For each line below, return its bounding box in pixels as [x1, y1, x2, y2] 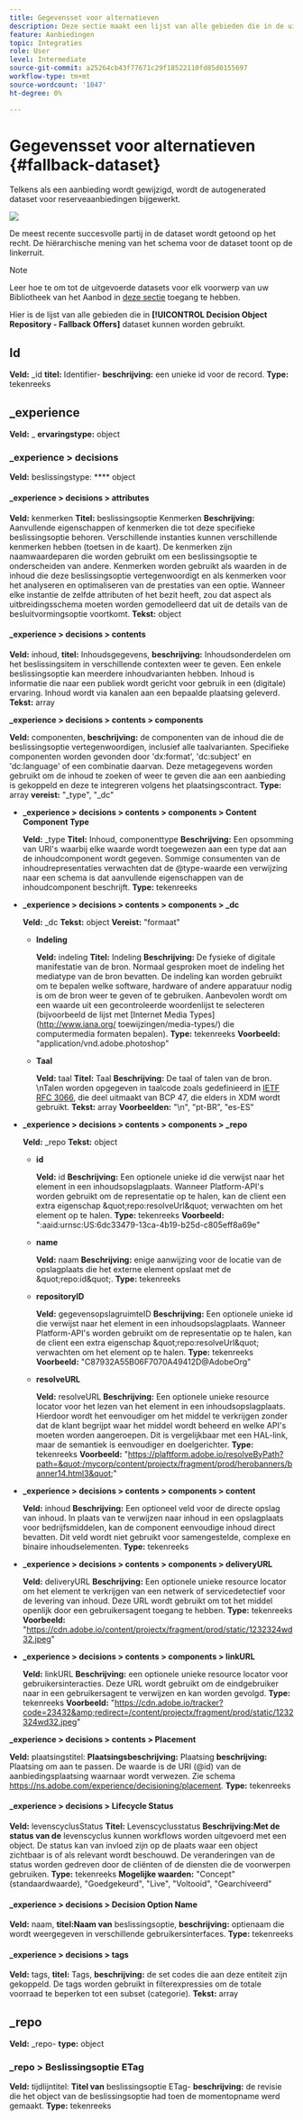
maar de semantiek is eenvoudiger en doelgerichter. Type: [35, 1439, 254, 1450]
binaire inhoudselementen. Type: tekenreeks [22, 1541, 189, 1552]
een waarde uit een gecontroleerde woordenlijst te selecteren [35, 999, 265, 1010]
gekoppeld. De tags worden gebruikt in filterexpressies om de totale [9, 1978, 262, 1989]
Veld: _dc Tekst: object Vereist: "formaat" [22, 916, 180, 927]
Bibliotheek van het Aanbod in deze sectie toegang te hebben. [9, 292, 241, 303]
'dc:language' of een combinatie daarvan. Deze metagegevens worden [9, 760, 273, 771]
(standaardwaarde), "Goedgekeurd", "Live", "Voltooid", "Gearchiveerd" [9, 1877, 272, 1889]
